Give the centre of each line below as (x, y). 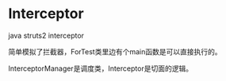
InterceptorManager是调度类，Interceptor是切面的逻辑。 (100, 68)
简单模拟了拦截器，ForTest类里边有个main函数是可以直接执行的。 (115, 51)
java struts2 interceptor (46, 35)
